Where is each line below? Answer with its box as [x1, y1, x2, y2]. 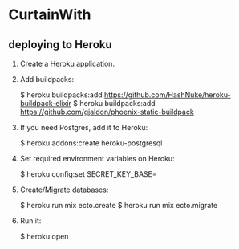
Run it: [19, 216, 42, 226]
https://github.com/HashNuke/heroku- [103, 90, 231, 100]
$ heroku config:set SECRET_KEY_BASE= [19, 169, 158, 178]
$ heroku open [19, 231, 69, 241]
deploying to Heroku [8, 38, 112, 51]
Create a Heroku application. [19, 59, 115, 68]
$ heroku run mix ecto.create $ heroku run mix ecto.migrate [19, 201, 218, 210]
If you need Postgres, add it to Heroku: [19, 123, 148, 132]
